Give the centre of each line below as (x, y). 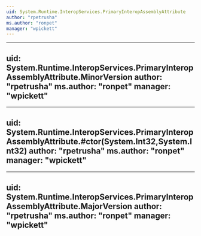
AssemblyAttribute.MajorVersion (69, 206)
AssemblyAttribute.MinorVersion (69, 77)
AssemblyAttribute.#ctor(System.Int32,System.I (99, 142)
